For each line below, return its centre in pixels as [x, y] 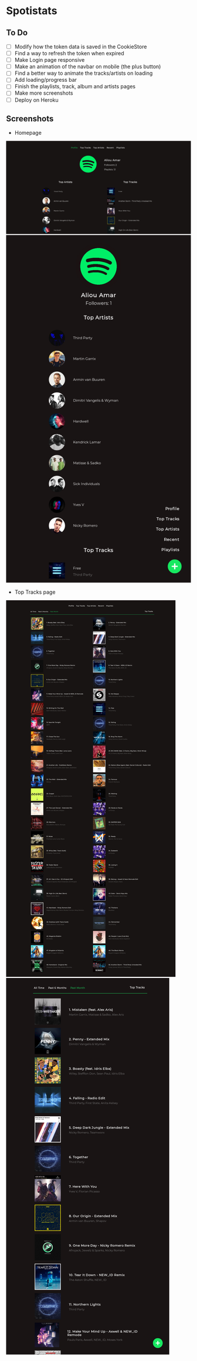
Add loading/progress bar [46, 80]
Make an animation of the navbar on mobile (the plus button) [88, 66]
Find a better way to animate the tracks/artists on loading [84, 73]
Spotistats [32, 11]
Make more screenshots [44, 93]
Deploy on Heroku [36, 100]
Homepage [28, 133]
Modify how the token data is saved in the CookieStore [81, 46]
